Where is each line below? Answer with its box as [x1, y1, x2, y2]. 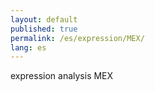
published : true [10, 24, 78, 34]
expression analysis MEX [10, 70, 114, 82]
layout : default [10, 14, 78, 25]
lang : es [10, 42, 47, 53]
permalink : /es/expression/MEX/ [10, 33, 145, 43]
